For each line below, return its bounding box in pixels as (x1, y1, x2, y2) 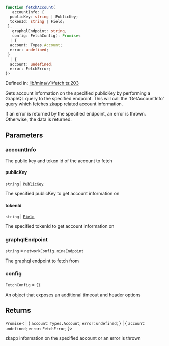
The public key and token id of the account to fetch (5, 158, 112, 164)
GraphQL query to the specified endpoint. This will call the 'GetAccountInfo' (5, 96, 164, 102)
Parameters (5, 131, 43, 139)
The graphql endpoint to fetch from (5, 257, 79, 264)
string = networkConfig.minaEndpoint (5, 247, 84, 254)
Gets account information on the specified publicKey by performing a (5, 90, 151, 96)
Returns (5, 306, 32, 315)
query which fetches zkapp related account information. (5, 101, 123, 107)
